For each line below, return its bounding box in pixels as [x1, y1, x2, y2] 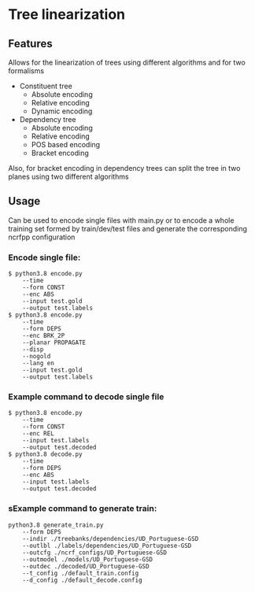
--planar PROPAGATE [22, 339, 87, 347]
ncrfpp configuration [8, 232, 76, 242]
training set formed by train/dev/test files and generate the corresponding [8, 224, 248, 233]
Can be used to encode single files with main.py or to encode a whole [8, 215, 235, 225]
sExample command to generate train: [8, 503, 157, 514]
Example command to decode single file [8, 391, 164, 402]
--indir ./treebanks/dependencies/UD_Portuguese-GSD [22, 535, 199, 542]
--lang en [22, 360, 55, 368]
